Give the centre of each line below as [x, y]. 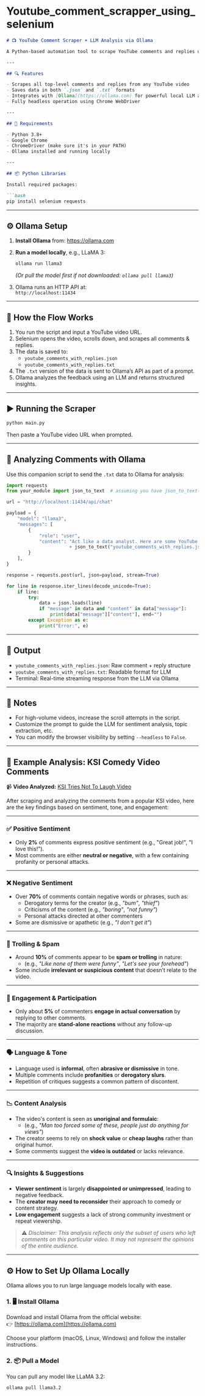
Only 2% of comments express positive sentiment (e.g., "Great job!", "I [104, 842]
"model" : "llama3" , [42, 519]
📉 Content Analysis [37, 1103]
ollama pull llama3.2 [34, 1387]
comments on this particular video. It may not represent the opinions [107, 1239]
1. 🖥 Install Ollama [33, 1302]
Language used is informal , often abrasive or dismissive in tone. [97, 1068]
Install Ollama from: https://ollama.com [65, 241]
